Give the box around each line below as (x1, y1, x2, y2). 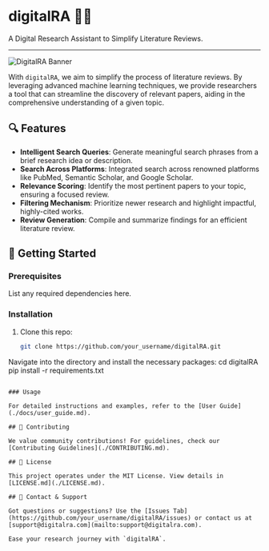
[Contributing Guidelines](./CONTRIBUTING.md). (8, 444, 171, 452)
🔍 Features (8, 122, 66, 135)
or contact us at (195, 513, 252, 522)
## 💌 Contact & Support (8, 493, 88, 501)
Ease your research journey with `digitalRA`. (8, 535, 167, 543)
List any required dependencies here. (8, 289, 132, 298)
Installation (8, 309, 54, 320)
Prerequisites (8, 271, 62, 282)
